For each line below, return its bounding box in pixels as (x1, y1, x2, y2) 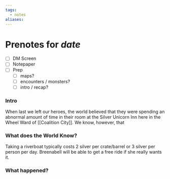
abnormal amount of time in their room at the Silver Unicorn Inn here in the (5, 114, 161, 120)
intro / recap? (20, 84, 49, 90)
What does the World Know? (5, 132, 78, 139)
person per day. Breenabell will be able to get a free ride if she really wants (5, 149, 162, 155)
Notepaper (12, 61, 36, 67)
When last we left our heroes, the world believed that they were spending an (5, 109, 165, 115)
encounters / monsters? (20, 78, 70, 84)
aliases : (5, 17, 24, 22)
